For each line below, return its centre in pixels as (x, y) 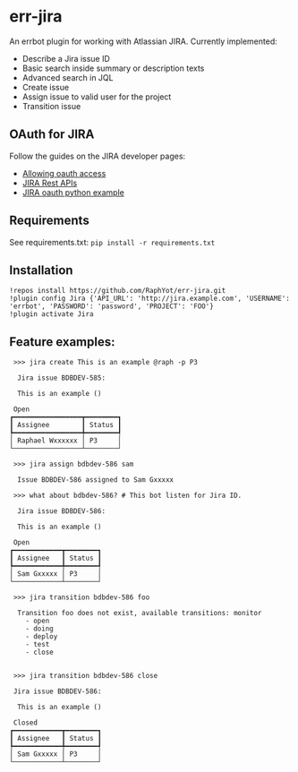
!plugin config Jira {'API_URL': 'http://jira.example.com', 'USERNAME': (150, 299)
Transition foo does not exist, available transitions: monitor (140, 613)
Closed (26, 723)
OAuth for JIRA (52, 135)
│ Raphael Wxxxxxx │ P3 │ (66, 441)
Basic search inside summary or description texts (113, 68)
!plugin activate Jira (51, 314)
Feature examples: (62, 342)
